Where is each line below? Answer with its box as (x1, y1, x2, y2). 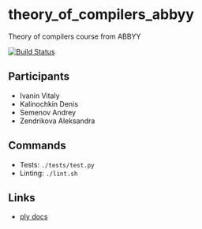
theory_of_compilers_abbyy (8, 6, 195, 24)
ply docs (19, 212, 48, 222)
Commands (8, 139, 67, 152)
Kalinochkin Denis (19, 99, 79, 108)
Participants (8, 69, 69, 84)
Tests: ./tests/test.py (19, 160, 95, 169)
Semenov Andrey (19, 107, 77, 117)
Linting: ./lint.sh (19, 168, 78, 178)
